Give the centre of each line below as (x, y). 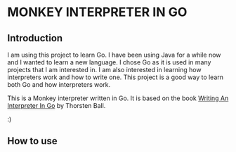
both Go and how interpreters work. (59, 84)
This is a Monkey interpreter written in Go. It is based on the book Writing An (118, 98)
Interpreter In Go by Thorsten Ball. (57, 105)
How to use (32, 141)
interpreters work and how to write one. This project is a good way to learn (115, 77)
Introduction (35, 38)
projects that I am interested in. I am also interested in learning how (104, 70)
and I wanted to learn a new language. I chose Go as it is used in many (109, 62)
